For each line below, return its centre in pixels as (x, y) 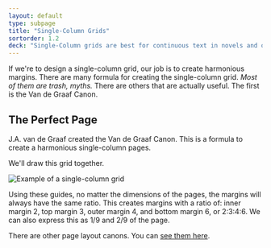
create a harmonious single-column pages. (80, 147)
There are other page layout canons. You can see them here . (109, 235)
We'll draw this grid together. (56, 163)
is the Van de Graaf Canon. (53, 94)
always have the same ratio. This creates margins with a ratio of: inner (125, 203)
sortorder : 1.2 (34, 38)
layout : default (35, 16)
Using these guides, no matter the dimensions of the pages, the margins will (135, 194)
